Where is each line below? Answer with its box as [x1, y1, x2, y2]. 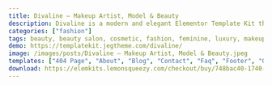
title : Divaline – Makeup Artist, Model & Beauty [8, 11, 180, 20]
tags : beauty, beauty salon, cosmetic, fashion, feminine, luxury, [8, 34, 241, 43]
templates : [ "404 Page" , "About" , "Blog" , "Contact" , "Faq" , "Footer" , [8, 57, 256, 66]
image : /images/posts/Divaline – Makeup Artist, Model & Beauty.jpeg [8, 49, 249, 57]
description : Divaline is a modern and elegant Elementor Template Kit [8, 19, 255, 28]
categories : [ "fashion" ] [8, 27, 92, 35]
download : [8, 65, 42, 73]
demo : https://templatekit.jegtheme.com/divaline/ [8, 42, 183, 50]
